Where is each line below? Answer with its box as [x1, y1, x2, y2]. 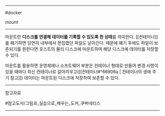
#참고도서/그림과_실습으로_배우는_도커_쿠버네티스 [5, 100, 101, 106]
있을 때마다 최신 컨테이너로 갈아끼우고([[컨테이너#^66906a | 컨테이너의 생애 [5, 69, 151, 74]
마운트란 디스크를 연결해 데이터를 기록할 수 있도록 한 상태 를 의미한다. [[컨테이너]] [5, 34, 158, 40]
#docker [5, 10, 22, 15]
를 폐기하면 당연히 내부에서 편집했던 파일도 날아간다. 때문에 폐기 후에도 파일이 [5, 40, 153, 46]
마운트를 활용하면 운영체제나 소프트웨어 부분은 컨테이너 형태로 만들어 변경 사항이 [5, 63, 159, 69]
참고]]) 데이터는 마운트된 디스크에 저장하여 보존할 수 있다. [10, 75, 120, 81]
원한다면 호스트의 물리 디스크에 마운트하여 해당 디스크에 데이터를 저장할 [22, 46, 159, 52]
